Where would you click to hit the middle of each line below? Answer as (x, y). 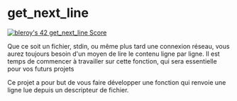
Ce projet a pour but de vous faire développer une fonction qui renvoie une (117, 82)
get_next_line (48, 13)
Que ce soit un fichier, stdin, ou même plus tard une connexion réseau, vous (118, 46)
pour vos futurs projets (41, 69)
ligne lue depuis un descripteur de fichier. (68, 90)
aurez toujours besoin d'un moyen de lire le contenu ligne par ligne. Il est (114, 54)
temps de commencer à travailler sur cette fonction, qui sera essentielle (112, 61)
